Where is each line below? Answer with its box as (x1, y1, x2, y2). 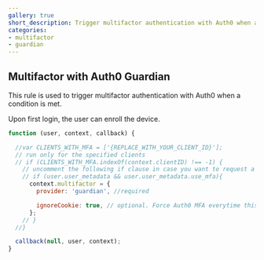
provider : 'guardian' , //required (36, 188, 149, 196)
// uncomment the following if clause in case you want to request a (22, 166, 255, 174)
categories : (8, 26, 47, 34)
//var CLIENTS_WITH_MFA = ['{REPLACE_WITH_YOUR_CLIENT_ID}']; (15, 143, 223, 152)
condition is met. (8, 99, 62, 108)
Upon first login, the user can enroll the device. (8, 114, 161, 123)
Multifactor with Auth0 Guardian (8, 70, 170, 83)
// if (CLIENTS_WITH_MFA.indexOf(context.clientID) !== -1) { (15, 158, 223, 166)
